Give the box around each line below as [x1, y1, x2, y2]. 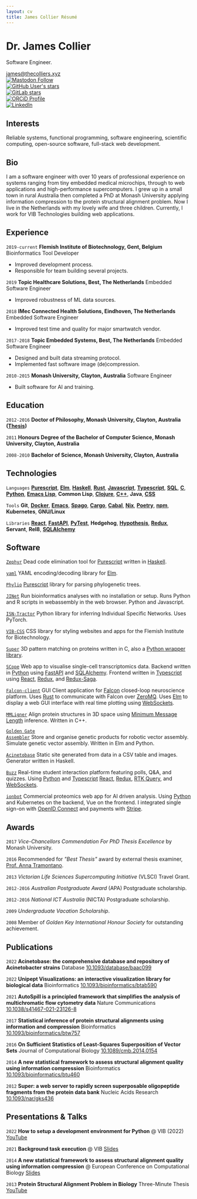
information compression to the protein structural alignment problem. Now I [6, 198, 188, 205]
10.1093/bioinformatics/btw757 [6, 1029, 80, 1036]
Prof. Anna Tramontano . [6, 862, 64, 869]
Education [6, 401, 45, 411]
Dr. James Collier [6, 39, 91, 53]
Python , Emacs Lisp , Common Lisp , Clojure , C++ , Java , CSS [6, 490, 156, 497]
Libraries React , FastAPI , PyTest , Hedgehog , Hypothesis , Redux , [6, 519, 169, 527]
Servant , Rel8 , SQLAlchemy [6, 525, 76, 532]
